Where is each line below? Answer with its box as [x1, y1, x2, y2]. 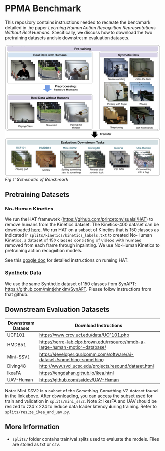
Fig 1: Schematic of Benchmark [5, 176, 69, 182]
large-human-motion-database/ [39, 344, 107, 350]
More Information [5, 423, 60, 431]
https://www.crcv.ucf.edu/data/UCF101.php [39, 332, 129, 338]
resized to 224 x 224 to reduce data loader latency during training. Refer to [5, 403, 157, 409]
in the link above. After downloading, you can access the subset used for [5, 393, 153, 399]
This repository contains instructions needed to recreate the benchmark [5, 19, 151, 25]
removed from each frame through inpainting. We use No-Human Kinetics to [5, 242, 160, 248]
